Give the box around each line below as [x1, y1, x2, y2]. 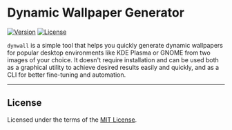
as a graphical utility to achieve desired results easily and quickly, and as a [7, 63, 220, 71]
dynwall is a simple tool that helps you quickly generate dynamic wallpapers [7, 41, 223, 49]
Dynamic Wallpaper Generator [7, 5, 185, 21]
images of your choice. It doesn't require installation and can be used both [7, 55, 219, 64]
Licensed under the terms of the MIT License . [7, 115, 137, 124]
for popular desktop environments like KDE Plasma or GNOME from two [7, 48, 211, 57]
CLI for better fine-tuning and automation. [7, 71, 126, 79]
